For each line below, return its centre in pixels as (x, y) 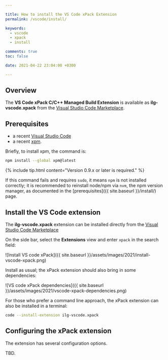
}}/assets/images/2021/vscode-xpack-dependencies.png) (66, 291)
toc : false (17, 56)
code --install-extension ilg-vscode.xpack (52, 315)
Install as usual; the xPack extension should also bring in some (71, 270)
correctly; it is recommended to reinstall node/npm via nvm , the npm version (84, 186)
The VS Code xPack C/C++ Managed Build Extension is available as (77, 102)
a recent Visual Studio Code (42, 136)
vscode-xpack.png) (26, 260)
